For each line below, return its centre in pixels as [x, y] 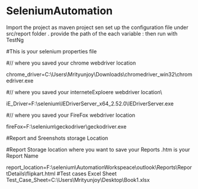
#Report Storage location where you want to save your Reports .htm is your [98, 149]
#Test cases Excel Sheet [87, 174]
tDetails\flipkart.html [31, 174]
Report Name [22, 156]
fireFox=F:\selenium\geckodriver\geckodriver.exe [66, 126]
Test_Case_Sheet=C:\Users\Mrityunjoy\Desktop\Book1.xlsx [78, 180]
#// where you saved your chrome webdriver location [71, 63]
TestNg [15, 40]
